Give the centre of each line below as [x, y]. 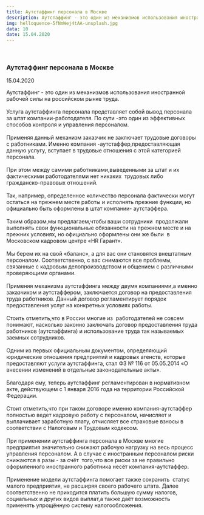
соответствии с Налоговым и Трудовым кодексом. [72, 428]
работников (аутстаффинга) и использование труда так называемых [95, 331]
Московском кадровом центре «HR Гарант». [64, 241]
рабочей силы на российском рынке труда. [63, 99]
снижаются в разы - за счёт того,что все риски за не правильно [90, 460]
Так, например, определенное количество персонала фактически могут [101, 196]
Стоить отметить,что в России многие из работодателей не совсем [95, 318]
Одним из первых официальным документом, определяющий [87, 350]
